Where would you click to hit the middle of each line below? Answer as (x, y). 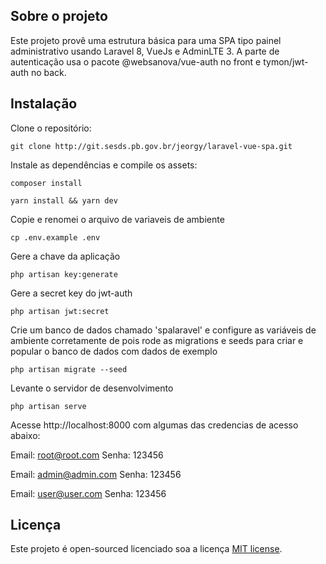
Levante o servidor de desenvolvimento (92, 388)
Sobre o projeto (59, 16)
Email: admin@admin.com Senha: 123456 (96, 474)
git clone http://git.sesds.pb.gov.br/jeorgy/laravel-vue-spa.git (151, 146)
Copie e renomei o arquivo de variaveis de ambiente (117, 219)
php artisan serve (48, 406)
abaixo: (25, 435)
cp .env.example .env (55, 237)
